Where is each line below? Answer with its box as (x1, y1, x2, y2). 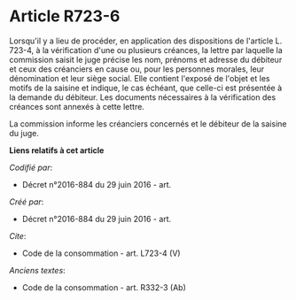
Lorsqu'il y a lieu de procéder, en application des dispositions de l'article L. (9, 35, 283, 46)
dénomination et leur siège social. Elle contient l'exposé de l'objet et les (9, 73, 270, 83)
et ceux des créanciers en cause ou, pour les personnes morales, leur (9, 64, 265, 74)
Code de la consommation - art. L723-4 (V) (21, 248, 181, 258)
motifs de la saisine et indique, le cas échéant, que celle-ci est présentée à (9, 82, 283, 93)
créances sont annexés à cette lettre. (9, 101, 144, 112)
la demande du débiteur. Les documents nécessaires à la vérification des (9, 91, 277, 103)
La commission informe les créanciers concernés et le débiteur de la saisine (9, 118, 287, 129)
